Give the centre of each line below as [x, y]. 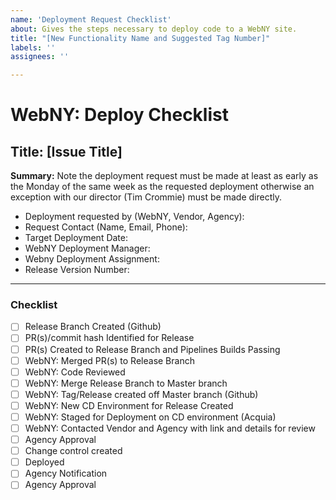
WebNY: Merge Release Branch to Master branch [126, 383]
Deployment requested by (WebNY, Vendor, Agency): [134, 217]
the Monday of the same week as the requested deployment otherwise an [162, 187]
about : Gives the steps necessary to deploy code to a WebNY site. [154, 29]
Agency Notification [66, 473]
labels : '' [33, 47]
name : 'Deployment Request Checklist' [91, 19]
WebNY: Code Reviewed [75, 372]
